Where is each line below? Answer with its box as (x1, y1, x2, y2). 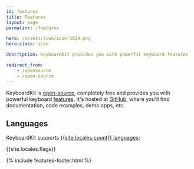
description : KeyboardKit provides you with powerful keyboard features (6, 52, 189, 58)
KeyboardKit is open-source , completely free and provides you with (6, 89, 171, 96)
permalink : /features (6, 25, 60, 31)
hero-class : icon (6, 41, 49, 47)
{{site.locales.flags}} (6, 146, 56, 153)
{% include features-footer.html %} (6, 157, 92, 164)
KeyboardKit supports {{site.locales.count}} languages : (6, 134, 140, 141)
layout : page (6, 19, 38, 25)
